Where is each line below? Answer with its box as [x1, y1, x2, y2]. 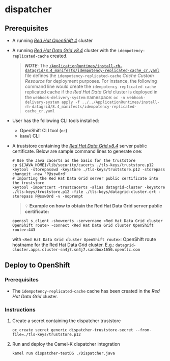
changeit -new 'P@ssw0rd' [12, 172, 67, 177]
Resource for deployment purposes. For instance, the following [24, 78, 157, 84]
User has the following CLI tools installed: [12, 117, 100, 124]
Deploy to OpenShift [5, 261, 70, 270]
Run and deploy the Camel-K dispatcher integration [12, 341, 120, 347]
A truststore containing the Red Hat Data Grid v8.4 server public [12, 143, 147, 149]
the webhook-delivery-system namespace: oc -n [24, 94, 125, 100]
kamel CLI [19, 133, 40, 139]
